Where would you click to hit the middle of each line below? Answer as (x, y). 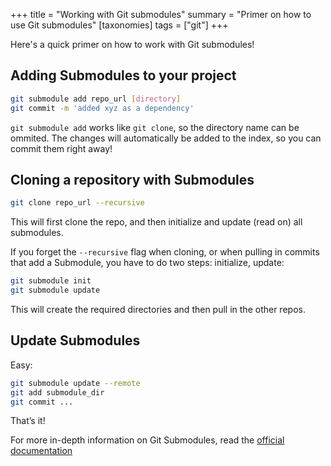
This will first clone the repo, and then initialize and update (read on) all (156, 222)
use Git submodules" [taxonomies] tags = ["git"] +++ (119, 25)
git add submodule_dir (57, 392)
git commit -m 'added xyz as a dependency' (102, 108)
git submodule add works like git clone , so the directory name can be (155, 127)
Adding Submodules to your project (123, 75)
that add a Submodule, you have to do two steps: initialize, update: (147, 263)
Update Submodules (75, 340)
